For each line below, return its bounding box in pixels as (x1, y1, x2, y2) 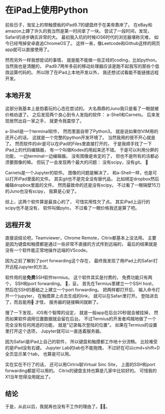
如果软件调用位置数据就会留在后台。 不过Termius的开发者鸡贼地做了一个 (9, 316, 157, 322)
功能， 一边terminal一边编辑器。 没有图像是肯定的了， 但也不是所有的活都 (5, 153, 155, 159)
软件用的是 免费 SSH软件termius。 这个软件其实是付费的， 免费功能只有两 (5, 274, 153, 280)
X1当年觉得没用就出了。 (5, 373, 53, 379)
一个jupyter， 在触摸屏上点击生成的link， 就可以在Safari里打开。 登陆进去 (9, 292, 159, 299)
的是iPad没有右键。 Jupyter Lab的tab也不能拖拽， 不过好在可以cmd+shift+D (5, 344, 160, 351)
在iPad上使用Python (5, 4, 89, 16)
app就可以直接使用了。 (5, 46, 52, 52)
